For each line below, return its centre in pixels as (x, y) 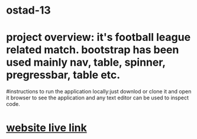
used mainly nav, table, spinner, (86, 62)
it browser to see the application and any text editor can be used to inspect (98, 98)
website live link (46, 128)
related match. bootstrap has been (93, 50)
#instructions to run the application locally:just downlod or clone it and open (99, 92)
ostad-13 (29, 10)
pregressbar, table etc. (63, 75)
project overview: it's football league (98, 38)
